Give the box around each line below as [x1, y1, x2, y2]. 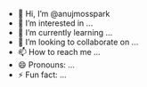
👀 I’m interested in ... [17, 18, 94, 28]
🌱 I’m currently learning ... [17, 28, 113, 37]
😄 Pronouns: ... [17, 59, 76, 70]
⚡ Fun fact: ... [17, 69, 67, 80]
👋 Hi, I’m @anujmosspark [17, 9, 110, 19]
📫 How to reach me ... [17, 47, 101, 57]
